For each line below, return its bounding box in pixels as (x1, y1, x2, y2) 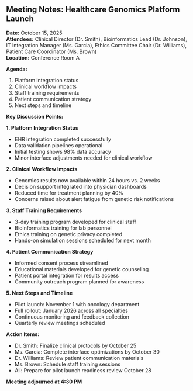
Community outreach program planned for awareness (14, 278, 144, 285)
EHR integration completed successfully (14, 136, 111, 143)
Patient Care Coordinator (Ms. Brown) (6, 48, 97, 55)
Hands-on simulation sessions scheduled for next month (14, 237, 151, 244)
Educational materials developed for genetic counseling (14, 265, 149, 272)
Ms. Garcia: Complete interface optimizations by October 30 (14, 348, 160, 355)
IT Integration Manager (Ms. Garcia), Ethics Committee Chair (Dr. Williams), (6, 41, 187, 49)
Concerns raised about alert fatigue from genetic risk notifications (14, 195, 174, 202)
